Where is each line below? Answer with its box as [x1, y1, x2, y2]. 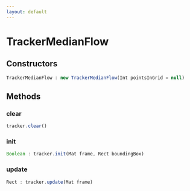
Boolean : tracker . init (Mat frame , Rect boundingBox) [6, 151, 145, 157]
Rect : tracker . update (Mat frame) [6, 179, 93, 185]
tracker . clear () [6, 123, 47, 130]
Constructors [6, 58, 58, 69]
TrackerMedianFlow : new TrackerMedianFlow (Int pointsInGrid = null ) [6, 75, 185, 81]
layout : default [6, 8, 47, 15]
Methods [6, 91, 41, 101]
